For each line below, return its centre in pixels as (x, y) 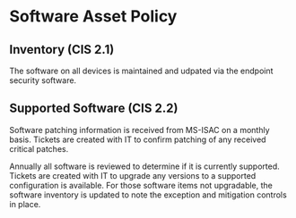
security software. (43, 80)
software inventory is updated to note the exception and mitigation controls (148, 195)
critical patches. (39, 148)
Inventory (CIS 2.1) (62, 50)
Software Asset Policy (93, 17)
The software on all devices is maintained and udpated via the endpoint (141, 71)
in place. (25, 204)
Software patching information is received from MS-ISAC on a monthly (140, 130)
